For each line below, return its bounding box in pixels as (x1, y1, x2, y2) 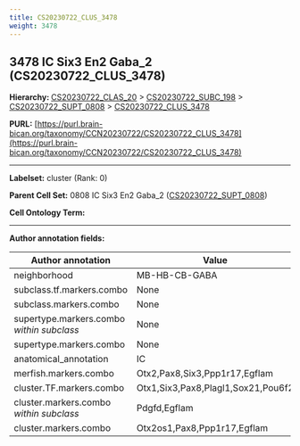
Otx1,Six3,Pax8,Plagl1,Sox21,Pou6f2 (136, 382, 295, 394)
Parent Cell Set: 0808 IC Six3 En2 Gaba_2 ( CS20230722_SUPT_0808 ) (9, 190, 268, 201)
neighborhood (13, 269, 74, 282)
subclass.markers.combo (13, 298, 120, 310)
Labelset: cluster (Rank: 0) (9, 173, 108, 184)
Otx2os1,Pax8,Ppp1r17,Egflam (136, 422, 269, 434)
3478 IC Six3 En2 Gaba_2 (9, 54, 153, 70)
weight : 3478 (9, 21, 58, 30)
